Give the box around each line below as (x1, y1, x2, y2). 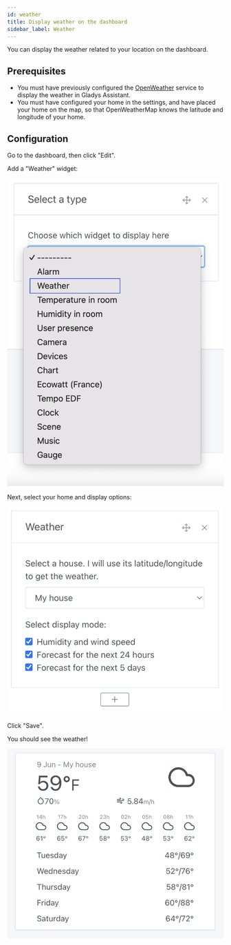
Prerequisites (7, 65, 66, 77)
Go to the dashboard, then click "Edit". (7, 152, 115, 159)
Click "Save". (7, 721, 44, 729)
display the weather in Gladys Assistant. (16, 91, 131, 99)
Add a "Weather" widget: (7, 165, 78, 172)
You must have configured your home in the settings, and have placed (16, 98, 216, 107)
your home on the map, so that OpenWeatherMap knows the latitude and (16, 105, 223, 114)
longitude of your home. (16, 113, 86, 121)
